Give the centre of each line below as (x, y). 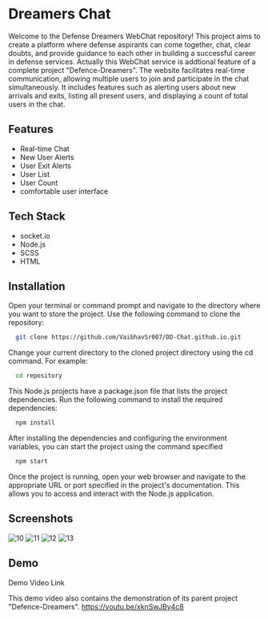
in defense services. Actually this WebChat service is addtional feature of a (132, 62)
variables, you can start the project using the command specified (116, 446)
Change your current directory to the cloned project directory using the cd (131, 352)
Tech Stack (37, 217)
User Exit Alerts (46, 166)
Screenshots (41, 519)
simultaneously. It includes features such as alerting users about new (122, 87)
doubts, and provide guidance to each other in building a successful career (132, 53)
